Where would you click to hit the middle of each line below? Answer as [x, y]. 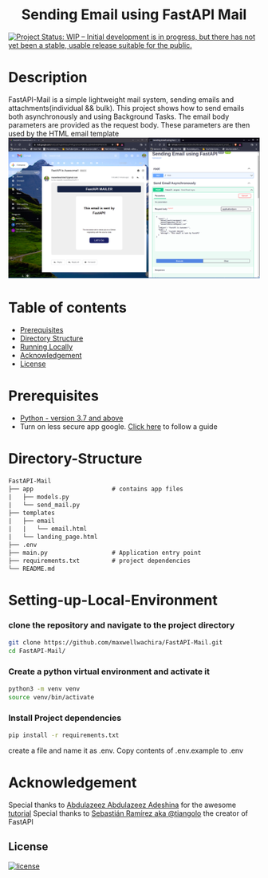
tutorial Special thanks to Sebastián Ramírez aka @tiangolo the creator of [128, 813]
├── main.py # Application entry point [105, 553]
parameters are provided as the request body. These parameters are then [129, 124]
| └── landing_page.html [53, 537]
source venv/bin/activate [51, 698]
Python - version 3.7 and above [71, 418]
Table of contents [68, 308]
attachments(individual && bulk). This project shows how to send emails [126, 108]
